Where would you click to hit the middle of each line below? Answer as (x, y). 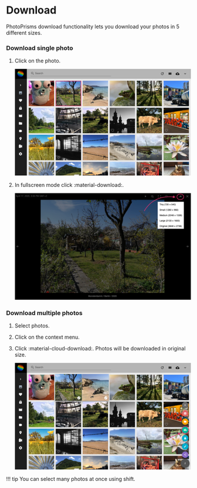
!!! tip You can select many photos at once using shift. (71, 479)
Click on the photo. (38, 61)
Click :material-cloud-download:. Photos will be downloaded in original (100, 349)
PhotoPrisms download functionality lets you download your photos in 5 (93, 26)
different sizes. (24, 32)
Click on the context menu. (47, 337)
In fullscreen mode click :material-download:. (69, 185)
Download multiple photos (45, 313)
